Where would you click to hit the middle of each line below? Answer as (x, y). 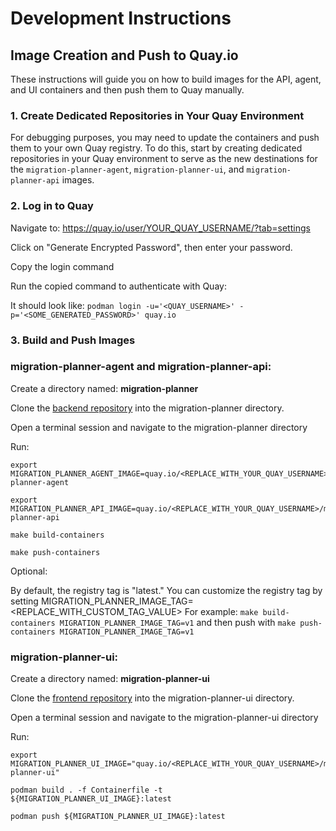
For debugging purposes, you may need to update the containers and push (165, 138)
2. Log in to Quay (52, 206)
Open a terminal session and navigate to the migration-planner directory (159, 427)
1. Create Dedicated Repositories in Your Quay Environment (157, 115)
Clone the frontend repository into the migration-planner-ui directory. (152, 698)
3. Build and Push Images (73, 340)
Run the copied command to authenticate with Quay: (118, 286)
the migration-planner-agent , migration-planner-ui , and (127, 169)
